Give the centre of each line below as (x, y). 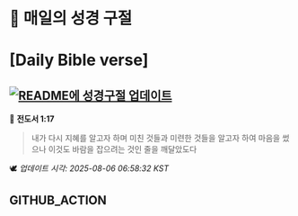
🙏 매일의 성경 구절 (71, 18)
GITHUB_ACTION (58, 200)
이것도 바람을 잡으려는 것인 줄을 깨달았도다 (123, 149)
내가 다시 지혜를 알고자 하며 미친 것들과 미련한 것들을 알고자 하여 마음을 (156, 138)
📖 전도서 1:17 (32, 119)
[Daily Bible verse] (79, 60)
